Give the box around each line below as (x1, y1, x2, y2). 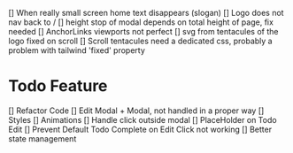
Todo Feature (8, 76, 108, 96)
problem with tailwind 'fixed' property (8, 45, 145, 56)
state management (8, 133, 77, 144)
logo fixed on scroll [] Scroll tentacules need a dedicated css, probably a (8, 35, 273, 46)
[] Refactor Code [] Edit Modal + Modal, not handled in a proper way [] (8, 105, 265, 116)
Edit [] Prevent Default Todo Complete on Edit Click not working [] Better (8, 124, 272, 134)
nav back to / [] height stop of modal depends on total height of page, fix (8, 17, 274, 27)
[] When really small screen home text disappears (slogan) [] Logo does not (8, 8, 284, 18)
